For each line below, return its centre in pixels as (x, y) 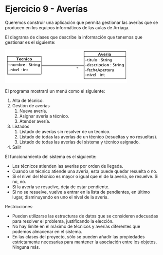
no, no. (19, 182)
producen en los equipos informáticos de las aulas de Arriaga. (67, 27)
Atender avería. (35, 121)
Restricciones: (19, 207)
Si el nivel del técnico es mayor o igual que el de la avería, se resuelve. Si (85, 177)
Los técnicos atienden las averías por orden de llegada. (67, 166)
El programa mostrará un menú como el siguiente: (55, 91)
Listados (21, 127)
